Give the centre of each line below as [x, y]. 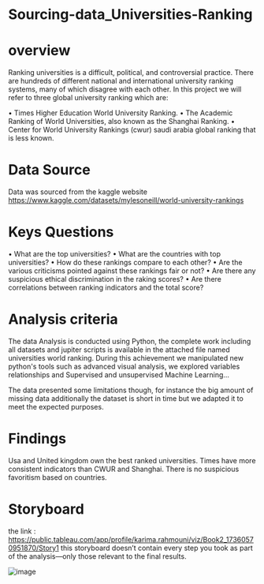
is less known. [31, 138]
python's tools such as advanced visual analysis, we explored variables [124, 366]
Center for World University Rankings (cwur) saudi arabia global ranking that [132, 130]
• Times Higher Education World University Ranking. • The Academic [121, 113]
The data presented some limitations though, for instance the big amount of [131, 390]
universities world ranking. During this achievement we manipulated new [126, 358]
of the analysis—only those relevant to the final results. [97, 556]
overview [39, 51]
